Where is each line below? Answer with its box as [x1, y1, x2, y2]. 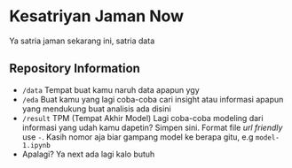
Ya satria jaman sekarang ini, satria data [9, 35, 155, 46]
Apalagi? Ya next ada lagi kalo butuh [21, 149, 155, 159]
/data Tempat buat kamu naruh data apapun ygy [21, 84, 200, 95]
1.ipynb [21, 141, 51, 149]
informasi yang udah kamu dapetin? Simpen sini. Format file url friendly [21, 122, 283, 133]
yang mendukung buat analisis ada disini [21, 103, 171, 114]
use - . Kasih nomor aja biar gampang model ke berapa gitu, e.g [21, 131, 254, 142]
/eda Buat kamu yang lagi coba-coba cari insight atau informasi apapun [21, 94, 284, 104]
